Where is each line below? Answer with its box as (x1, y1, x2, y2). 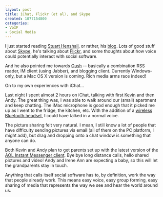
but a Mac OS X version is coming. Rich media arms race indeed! (16, 73, 146, 79)
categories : (5, 20, 29, 26)
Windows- (131, 68, 152, 73)
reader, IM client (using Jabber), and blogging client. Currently (5, 68, 131, 73)
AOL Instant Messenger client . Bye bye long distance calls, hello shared (5, 152, 149, 158)
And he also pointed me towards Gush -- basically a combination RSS (5, 63, 145, 69)
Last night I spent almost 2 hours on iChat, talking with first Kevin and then (5, 92, 155, 98)
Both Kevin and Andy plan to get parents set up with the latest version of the (5, 147, 159, 153)
